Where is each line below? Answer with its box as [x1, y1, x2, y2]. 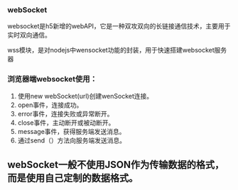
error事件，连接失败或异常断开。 [17, 109, 114, 118]
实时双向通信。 [7, 30, 51, 40]
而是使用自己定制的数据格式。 [7, 172, 139, 184]
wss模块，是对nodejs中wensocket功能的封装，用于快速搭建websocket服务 [7, 46, 227, 55]
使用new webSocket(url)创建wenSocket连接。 [17, 91, 153, 100]
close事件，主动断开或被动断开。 [17, 118, 115, 127]
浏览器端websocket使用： [7, 74, 97, 84]
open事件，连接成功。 [17, 101, 83, 109]
